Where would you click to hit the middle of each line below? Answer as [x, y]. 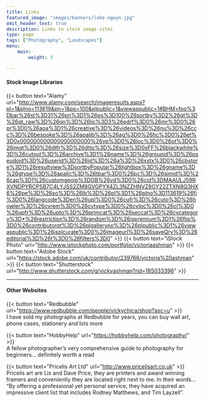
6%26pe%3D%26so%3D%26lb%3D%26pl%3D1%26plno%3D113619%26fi [102, 193]
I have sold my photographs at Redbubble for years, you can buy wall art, [99, 317]
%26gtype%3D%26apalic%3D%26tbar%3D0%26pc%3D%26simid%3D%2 [103, 173]
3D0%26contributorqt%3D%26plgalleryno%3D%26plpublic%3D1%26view [101, 225]
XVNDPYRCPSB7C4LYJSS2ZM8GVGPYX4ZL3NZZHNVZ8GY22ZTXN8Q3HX [103, 186]
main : [24, 52]
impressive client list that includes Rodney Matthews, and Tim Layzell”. [95, 393]
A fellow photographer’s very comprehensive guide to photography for [95, 348]
